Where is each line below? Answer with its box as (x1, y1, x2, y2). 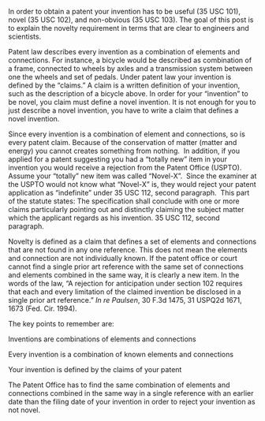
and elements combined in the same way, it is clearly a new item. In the (8, 270, 240, 279)
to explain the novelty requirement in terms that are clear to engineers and (8, 24, 250, 32)
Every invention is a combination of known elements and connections (8, 350, 234, 359)
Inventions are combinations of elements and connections (8, 334, 196, 344)
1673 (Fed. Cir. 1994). (8, 304, 77, 313)
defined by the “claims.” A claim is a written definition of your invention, (8, 80, 241, 90)
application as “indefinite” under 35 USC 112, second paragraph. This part (8, 188, 250, 197)
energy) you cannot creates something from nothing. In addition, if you (8, 146, 241, 155)
